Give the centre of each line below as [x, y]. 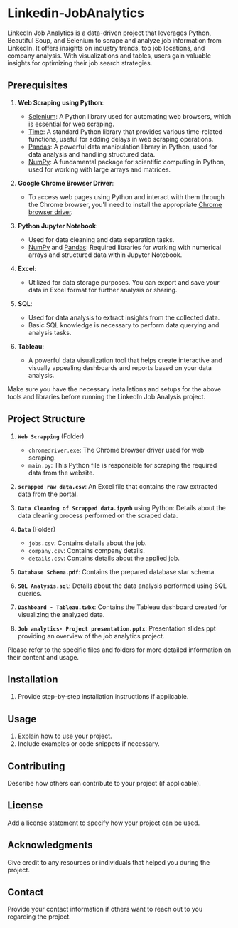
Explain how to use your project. [65, 736]
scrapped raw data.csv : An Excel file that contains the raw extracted [118, 486]
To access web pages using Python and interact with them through [126, 196]
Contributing [36, 766]
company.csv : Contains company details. [87, 550]
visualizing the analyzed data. [61, 614]
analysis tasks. [50, 332]
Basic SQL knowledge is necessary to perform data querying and [124, 325]
